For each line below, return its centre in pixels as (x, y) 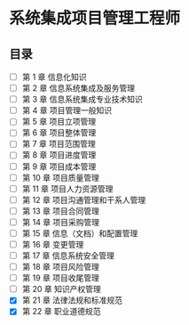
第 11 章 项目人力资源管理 (67, 189)
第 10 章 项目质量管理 (61, 177)
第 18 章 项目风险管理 (60, 267)
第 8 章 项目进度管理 (59, 155)
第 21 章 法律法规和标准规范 (72, 300)
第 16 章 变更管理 (53, 244)
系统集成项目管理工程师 (95, 18)
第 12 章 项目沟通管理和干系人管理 (84, 199)
